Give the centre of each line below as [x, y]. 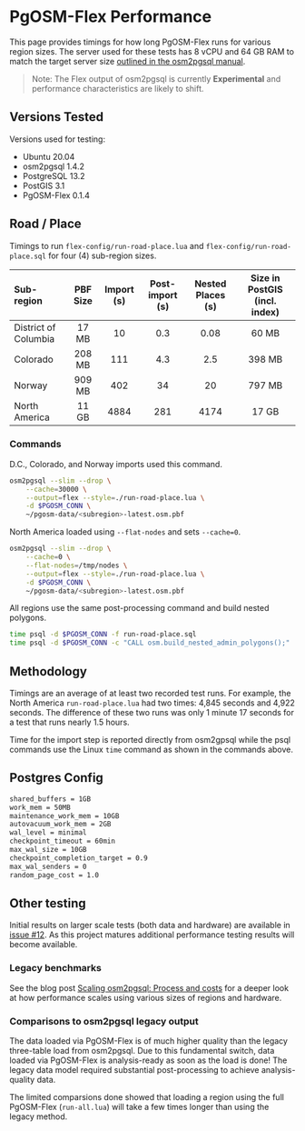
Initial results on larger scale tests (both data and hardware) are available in [150, 926]
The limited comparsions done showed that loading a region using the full [147, 1097]
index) [265, 312]
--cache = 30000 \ [57, 489]
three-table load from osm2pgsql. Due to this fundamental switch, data [142, 1051]
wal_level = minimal [49, 833]
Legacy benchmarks [55, 968]
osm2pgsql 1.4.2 [53, 166]
